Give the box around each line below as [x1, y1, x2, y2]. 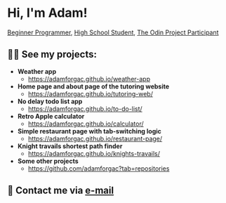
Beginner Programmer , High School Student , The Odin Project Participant [7, 28, 219, 37]
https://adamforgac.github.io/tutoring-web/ [27, 89, 153, 98]
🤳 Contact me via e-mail [7, 185, 114, 197]
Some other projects [17, 157, 79, 165]
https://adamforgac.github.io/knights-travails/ [27, 149, 160, 157]
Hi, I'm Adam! [7, 5, 88, 21]
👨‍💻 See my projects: [7, 48, 97, 60]
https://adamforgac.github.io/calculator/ [27, 119, 144, 128]
